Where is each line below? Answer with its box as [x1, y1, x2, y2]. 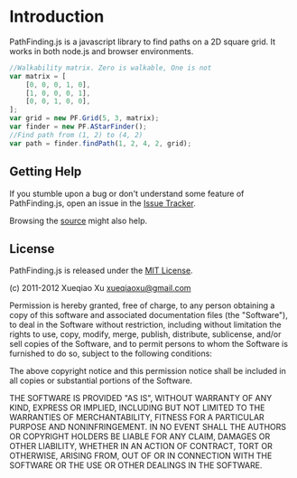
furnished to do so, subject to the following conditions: [9, 348, 212, 359]
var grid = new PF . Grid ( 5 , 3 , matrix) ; [9, 114, 160, 123]
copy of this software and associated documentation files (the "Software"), [9, 310, 289, 321]
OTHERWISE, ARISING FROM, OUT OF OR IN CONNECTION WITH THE [9, 450, 273, 462]
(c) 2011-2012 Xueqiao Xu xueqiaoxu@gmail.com [9, 283, 191, 294]
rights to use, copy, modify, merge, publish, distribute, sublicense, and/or [9, 329, 282, 340]
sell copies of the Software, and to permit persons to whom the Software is [9, 339, 289, 350]
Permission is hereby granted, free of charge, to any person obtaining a [9, 300, 275, 311]
